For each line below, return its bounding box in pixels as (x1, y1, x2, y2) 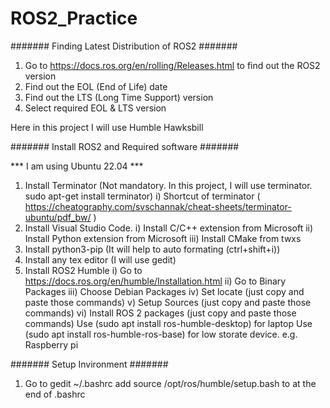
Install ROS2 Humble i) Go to (24, 264, 143, 276)
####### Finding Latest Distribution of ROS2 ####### (10, 40, 238, 52)
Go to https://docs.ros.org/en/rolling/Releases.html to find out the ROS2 (24, 59, 321, 71)
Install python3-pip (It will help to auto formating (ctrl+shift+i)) (24, 243, 281, 255)
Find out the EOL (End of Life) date (24, 80, 168, 92)
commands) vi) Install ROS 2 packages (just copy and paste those (24, 307, 297, 319)
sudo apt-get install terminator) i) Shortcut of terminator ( (24, 190, 261, 202)
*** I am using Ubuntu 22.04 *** (10, 160, 144, 172)
